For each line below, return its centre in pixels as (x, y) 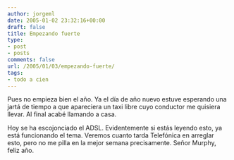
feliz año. (20, 150)
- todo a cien (28, 79)
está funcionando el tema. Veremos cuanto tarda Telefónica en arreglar (111, 135)
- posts (19, 54)
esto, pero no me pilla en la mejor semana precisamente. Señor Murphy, (112, 143)
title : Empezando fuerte (44, 33)
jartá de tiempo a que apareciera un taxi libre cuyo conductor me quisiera (114, 107)
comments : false (31, 60)
